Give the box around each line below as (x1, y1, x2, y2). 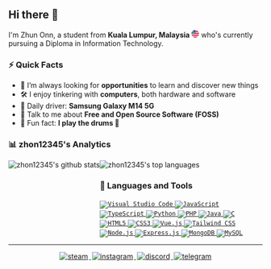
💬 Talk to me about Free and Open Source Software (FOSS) (19, 110, 219, 119)
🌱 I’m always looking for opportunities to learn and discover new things (19, 81, 259, 90)
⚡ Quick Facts (8, 59, 64, 70)
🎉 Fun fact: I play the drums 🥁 (19, 118, 119, 128)
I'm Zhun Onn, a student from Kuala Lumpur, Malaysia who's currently (8, 30, 253, 39)
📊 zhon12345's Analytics (8, 139, 111, 150)
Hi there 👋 (8, 8, 59, 22)
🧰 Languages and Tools (99, 180, 194, 192)
